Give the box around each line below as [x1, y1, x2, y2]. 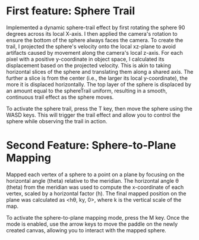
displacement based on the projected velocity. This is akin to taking [6, 61, 171, 69]
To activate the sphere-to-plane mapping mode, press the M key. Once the [6, 214, 189, 221]
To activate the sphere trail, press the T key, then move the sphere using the [6, 105, 192, 112]
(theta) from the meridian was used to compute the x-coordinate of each [6, 183, 184, 191]
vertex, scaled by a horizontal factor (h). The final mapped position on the [6, 189, 187, 197]
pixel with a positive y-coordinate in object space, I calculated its [6, 55, 165, 63]
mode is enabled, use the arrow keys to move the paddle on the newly [6, 220, 178, 227]
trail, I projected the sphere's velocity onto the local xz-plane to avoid [6, 43, 176, 50]
